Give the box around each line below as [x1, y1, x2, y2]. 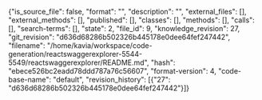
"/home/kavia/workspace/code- [46, 41, 153, 50]
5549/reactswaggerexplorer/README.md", [8, 58, 149, 67]
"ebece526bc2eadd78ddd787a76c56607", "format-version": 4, [8, 66, 217, 75]
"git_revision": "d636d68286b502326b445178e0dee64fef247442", [8, 32, 230, 42]
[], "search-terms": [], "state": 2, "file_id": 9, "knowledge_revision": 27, [8, 24, 240, 33]
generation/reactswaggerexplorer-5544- [8, 50, 143, 58]
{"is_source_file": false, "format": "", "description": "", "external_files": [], [8, 7, 247, 16]
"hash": [150, 58, 176, 67]
